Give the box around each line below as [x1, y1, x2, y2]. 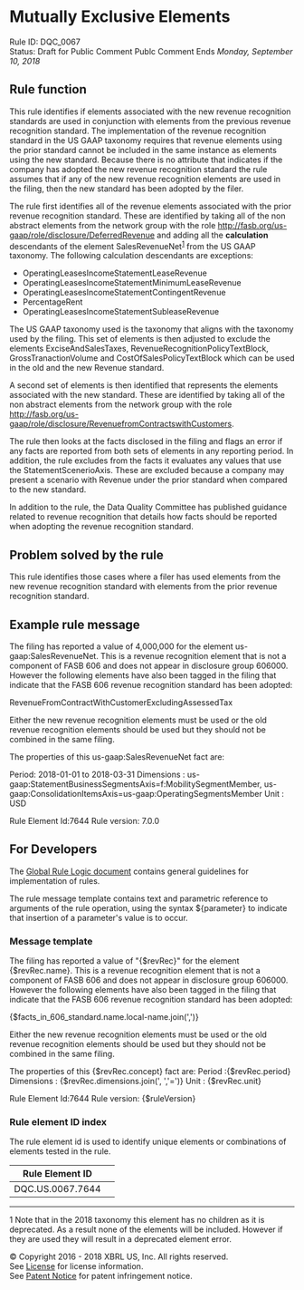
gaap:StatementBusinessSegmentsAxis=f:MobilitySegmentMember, [9, 779, 262, 790]
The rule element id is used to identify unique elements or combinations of [9, 1136, 287, 1148]
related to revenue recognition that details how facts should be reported [9, 511, 278, 522]
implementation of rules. [9, 875, 100, 886]
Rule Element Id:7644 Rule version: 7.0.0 [9, 816, 160, 827]
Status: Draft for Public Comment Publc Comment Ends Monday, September [9, 45, 293, 56]
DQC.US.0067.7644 [14, 1183, 101, 1196]
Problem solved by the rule [9, 547, 165, 563]
